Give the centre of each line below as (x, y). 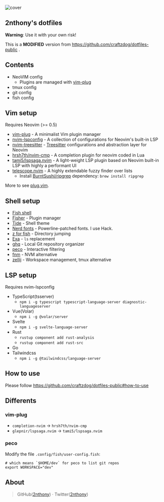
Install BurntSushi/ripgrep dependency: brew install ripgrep (82, 176)
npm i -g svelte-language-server (54, 327)
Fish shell (22, 213)
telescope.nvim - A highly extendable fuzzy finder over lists (72, 171)
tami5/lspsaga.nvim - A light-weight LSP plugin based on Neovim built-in (85, 160)
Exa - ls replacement (34, 239)
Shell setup (23, 201)
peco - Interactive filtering (38, 249)
